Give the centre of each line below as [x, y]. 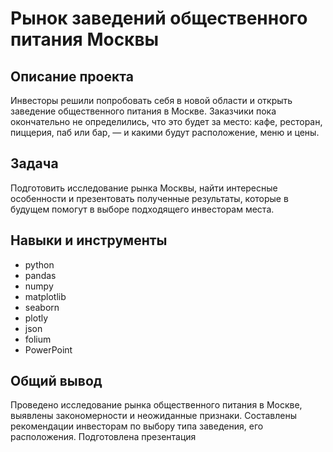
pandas [40, 275]
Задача [34, 163]
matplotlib [45, 296]
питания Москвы [85, 39]
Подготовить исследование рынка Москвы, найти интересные [144, 188]
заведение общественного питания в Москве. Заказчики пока [143, 111]
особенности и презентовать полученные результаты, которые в [149, 198]
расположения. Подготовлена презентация [103, 437]
